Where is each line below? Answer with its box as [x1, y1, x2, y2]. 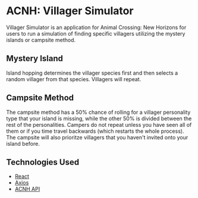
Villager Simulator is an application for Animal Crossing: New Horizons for [6, 24, 187, 31]
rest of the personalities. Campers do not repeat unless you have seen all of [6, 121, 192, 128]
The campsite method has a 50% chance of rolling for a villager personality [6, 108, 191, 116]
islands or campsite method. [6, 36, 76, 43]
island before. [6, 140, 40, 147]
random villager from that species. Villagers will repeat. [6, 75, 142, 82]
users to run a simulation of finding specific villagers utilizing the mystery [6, 30, 186, 37]
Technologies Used [6, 157, 79, 167]
